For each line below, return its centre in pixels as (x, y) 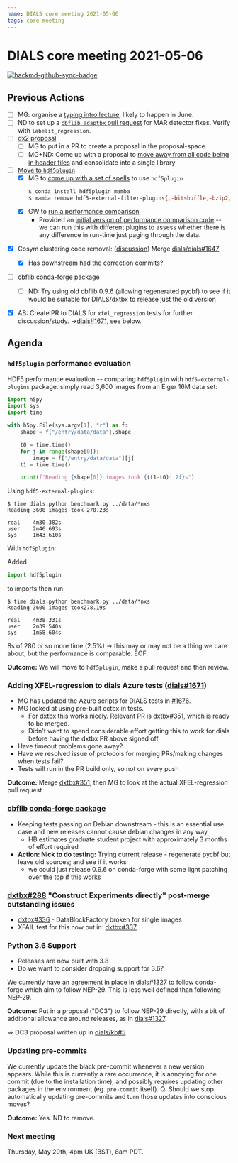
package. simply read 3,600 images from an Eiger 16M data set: (125, 386)
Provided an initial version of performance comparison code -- (130, 219)
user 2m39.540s (34, 627)
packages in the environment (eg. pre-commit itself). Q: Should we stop (111, 1089)
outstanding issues (41, 904)
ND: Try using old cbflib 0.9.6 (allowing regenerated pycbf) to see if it (129, 291)
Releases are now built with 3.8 (63, 961)
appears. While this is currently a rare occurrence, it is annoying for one (112, 1074)
